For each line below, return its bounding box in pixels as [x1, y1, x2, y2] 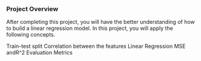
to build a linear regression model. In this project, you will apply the [6, 25, 174, 32]
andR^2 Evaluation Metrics [6, 49, 73, 56]
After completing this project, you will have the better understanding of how [6, 19, 195, 26]
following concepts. [6, 31, 56, 38]
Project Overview [6, 5, 59, 13]
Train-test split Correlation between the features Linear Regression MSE [6, 42, 186, 50]
